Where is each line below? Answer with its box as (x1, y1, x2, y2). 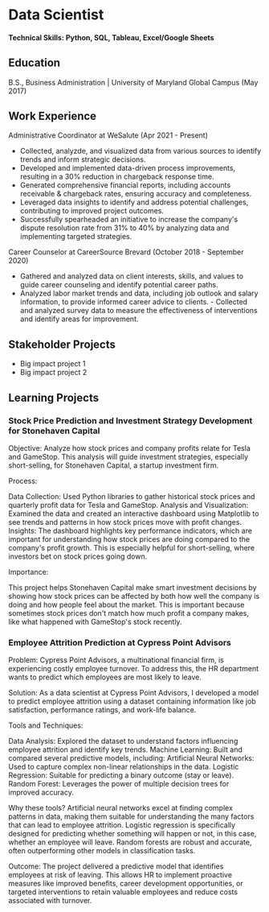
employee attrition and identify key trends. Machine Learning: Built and (8, 745, 243, 754)
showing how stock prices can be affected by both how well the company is (8, 591, 259, 600)
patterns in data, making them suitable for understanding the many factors (8, 811, 255, 822)
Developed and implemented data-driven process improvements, (19, 163, 236, 173)
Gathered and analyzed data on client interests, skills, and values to (19, 271, 243, 281)
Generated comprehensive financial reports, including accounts (19, 180, 231, 190)
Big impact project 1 (19, 359, 86, 369)
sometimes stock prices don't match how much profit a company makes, (8, 608, 250, 617)
